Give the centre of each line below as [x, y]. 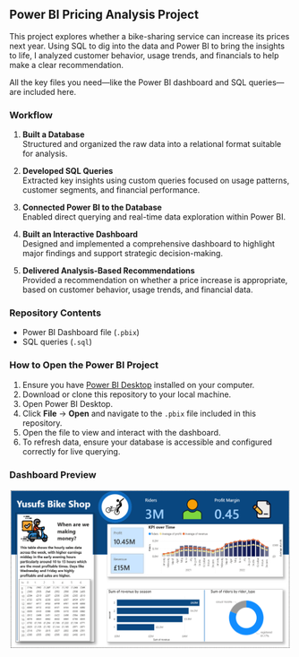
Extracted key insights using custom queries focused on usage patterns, [156, 181]
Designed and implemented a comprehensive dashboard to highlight [149, 244]
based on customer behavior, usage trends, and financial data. [137, 290]
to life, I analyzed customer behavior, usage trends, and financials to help [144, 55]
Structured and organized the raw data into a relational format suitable [152, 144]
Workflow [31, 115]
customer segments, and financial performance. [111, 190]
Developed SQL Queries [68, 171]
